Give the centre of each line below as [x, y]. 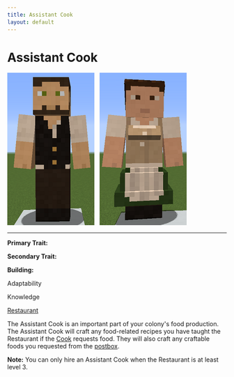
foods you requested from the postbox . [63, 346]
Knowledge [24, 297]
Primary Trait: [28, 243]
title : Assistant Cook [40, 15]
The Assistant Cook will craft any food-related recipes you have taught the [114, 332]
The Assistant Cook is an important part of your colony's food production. [113, 324]
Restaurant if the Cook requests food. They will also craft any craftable [109, 339]
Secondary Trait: [32, 256]
